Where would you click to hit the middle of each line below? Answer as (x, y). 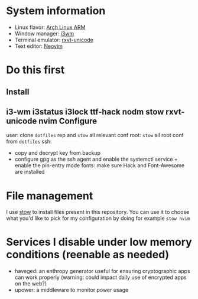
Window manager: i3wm (44, 33)
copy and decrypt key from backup (58, 153)
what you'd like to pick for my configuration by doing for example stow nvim (98, 218)
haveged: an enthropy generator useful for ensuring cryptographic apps (102, 271)
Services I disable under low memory (99, 242)
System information (56, 11)
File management (50, 196)
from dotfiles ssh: (29, 142)
